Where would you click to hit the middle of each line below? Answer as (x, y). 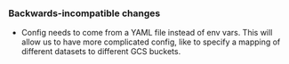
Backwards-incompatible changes (84, 13)
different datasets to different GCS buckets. (101, 52)
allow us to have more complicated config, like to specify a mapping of (151, 42)
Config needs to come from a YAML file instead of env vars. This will (147, 33)
